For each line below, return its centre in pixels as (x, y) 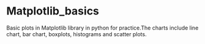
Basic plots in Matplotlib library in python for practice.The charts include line (102, 28)
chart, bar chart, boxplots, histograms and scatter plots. (76, 34)
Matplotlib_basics (53, 11)
